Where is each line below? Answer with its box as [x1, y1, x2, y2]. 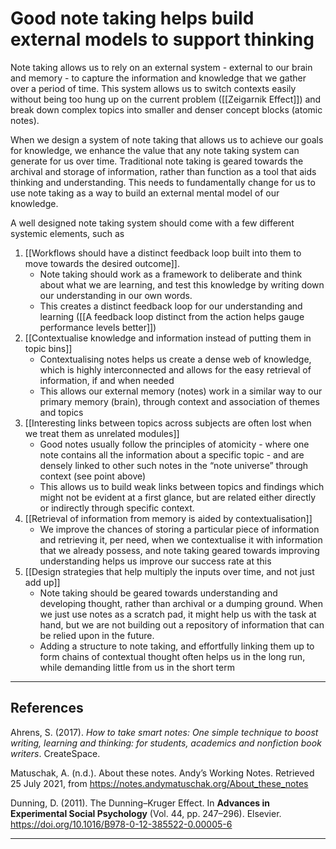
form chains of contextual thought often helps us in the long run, [39, 650, 306, 662]
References [10, 700, 84, 717]
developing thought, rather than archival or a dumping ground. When [39, 597, 324, 609]
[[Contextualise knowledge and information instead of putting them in [24, 332, 312, 344]
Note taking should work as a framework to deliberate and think [39, 268, 303, 280]
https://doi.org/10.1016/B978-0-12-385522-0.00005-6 [10, 818, 233, 830]
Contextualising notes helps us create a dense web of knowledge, [39, 353, 312, 365]
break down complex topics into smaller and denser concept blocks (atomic [10, 103, 323, 116]
